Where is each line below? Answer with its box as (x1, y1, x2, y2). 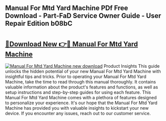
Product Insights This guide (104, 63, 160, 69)
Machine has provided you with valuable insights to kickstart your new (5, 105, 149, 111)
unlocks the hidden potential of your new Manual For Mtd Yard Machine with (5, 69, 161, 74)
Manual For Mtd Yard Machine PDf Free (5, 4, 128, 12)
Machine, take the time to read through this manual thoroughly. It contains (5, 79, 156, 84)
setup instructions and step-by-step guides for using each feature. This (5, 89, 151, 95)
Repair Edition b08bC (5, 19, 73, 28)
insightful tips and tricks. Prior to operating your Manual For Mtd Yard (5, 74, 147, 80)
